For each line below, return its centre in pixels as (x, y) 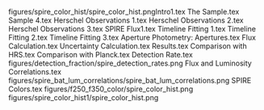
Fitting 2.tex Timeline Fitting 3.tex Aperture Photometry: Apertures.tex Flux (132, 37)
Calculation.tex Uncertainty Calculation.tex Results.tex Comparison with (128, 46)
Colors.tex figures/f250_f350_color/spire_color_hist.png (101, 89)
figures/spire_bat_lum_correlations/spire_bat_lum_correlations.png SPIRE (130, 80)
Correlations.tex (35, 72)
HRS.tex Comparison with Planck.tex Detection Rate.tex (101, 55)
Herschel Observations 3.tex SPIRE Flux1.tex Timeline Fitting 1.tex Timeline (132, 29)
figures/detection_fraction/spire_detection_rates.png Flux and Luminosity (130, 63)
